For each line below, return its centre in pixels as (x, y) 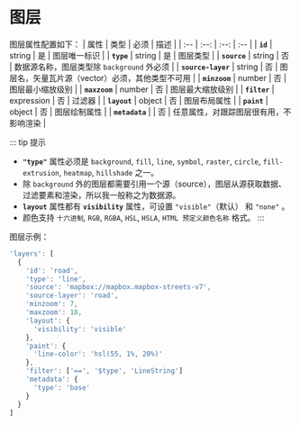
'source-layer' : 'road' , (72, 296)
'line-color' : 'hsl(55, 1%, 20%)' (98, 354)
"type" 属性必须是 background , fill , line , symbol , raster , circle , (141, 161)
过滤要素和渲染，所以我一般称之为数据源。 (101, 194)
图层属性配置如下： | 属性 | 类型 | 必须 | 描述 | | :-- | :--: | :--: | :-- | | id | (141, 44)
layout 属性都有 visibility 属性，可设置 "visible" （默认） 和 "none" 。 (156, 206)
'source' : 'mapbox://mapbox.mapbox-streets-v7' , (118, 287)
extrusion (41, 173)
